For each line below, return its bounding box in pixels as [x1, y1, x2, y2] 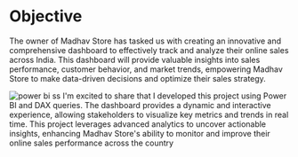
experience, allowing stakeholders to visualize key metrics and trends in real [9, 109, 289, 120]
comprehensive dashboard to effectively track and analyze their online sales [9, 44, 289, 55]
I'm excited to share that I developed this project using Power [61, 90, 287, 101]
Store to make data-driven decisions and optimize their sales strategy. [9, 73, 267, 83]
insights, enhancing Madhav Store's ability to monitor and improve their [9, 128, 271, 138]
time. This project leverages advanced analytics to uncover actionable [9, 118, 267, 130]
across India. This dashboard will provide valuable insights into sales [9, 54, 261, 65]
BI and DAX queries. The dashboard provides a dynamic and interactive [9, 99, 271, 110]
